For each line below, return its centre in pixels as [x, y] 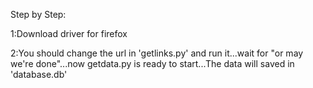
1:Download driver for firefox [69, 33]
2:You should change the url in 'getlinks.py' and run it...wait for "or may [157, 53]
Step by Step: [38, 14]
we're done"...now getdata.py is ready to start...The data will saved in [152, 63]
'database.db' [39, 74]
